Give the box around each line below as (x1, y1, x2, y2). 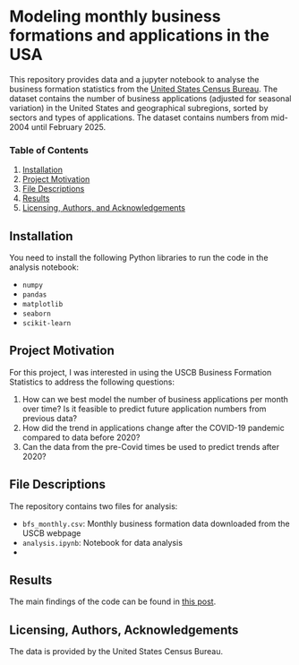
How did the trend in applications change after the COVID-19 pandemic (21, 422, 285, 433)
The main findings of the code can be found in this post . (9, 596, 217, 607)
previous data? (21, 412, 78, 423)
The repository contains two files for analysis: (9, 500, 178, 512)
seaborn (21, 309, 51, 319)
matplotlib (21, 300, 64, 309)
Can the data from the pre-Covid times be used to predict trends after (21, 441, 280, 452)
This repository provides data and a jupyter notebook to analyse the (9, 73, 260, 84)
